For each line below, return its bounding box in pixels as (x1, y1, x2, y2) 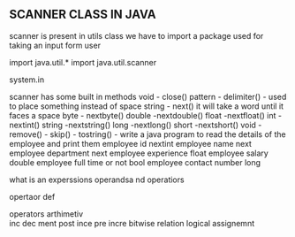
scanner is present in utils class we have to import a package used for (9, 30, 264, 41)
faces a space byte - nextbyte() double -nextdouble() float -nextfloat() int (9, 110, 276, 120)
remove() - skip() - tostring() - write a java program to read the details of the (9, 128, 286, 140)
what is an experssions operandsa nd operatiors (9, 174, 185, 185)
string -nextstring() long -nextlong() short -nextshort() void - (42, 119, 262, 130)
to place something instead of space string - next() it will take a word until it (9, 101, 284, 111)
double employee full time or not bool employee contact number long (9, 157, 261, 167)
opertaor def (9, 191, 56, 202)
